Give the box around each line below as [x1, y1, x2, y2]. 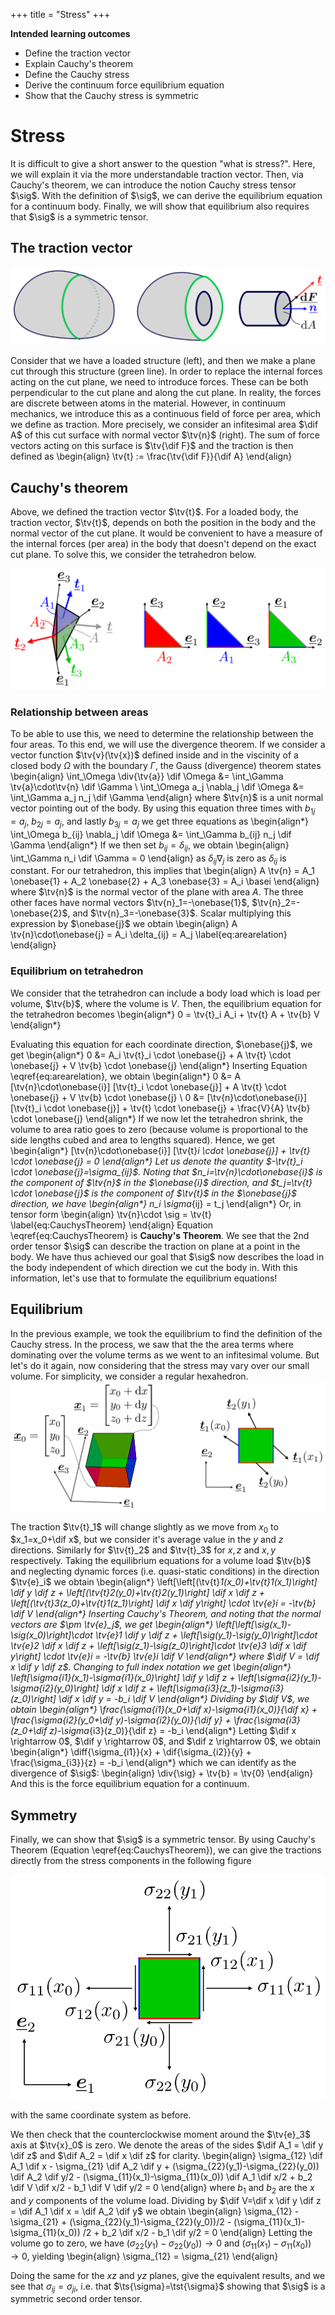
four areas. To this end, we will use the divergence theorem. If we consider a [10, 739, 326, 751]
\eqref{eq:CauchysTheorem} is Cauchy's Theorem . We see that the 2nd [10, 1229, 310, 1241]
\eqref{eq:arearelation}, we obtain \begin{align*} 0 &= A [10, 1070, 242, 1082]
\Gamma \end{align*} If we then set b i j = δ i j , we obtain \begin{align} [10, 839, 290, 853]
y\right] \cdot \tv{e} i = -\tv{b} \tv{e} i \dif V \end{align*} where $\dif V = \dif [10, 1650, 320, 1663]
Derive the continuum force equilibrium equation [24, 79, 225, 91]
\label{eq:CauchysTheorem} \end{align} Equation [10, 1219, 214, 1231]
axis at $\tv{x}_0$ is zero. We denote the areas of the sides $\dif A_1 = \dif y [10, 2139, 324, 2151]
